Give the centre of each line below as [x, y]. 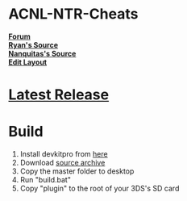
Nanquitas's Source [42, 53]
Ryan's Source [33, 44]
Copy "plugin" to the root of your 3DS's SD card [100, 188]
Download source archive [62, 163]
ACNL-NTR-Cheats [73, 14]
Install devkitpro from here [64, 154]
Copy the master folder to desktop [77, 171]
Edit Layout [27, 62]
